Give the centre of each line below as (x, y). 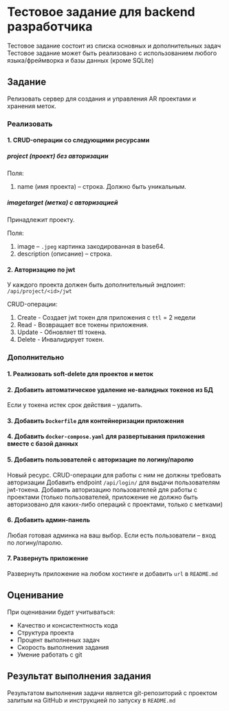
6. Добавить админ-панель (49, 520)
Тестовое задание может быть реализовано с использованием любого (112, 53)
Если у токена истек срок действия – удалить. (75, 405)
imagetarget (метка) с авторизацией (63, 202)
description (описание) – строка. (64, 254)
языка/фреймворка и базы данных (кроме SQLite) (80, 60)
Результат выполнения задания (79, 676)
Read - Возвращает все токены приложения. (83, 325)
